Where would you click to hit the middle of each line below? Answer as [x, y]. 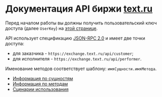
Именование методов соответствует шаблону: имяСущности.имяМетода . [81, 69]
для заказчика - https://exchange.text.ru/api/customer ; [73, 53]
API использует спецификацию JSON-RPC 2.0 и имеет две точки [75, 38]
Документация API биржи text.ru [79, 9]
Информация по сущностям [43, 78]
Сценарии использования [40, 89]
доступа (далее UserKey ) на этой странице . [51, 28]
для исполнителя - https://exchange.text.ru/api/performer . [77, 58]
